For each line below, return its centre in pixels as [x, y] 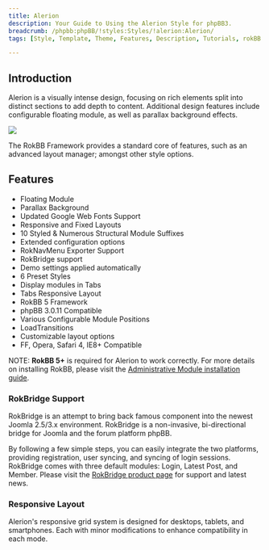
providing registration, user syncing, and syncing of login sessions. [120, 458]
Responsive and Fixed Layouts [70, 225]
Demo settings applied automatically [81, 267]
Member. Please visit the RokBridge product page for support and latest [128, 475]
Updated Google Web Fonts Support [80, 216]
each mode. [28, 539]
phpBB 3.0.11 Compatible [61, 310]
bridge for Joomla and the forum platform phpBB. [90, 434]
